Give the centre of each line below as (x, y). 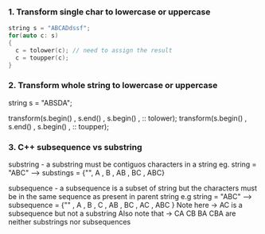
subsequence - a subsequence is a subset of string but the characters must (132, 188)
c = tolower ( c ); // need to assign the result (94, 50)
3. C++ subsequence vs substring (75, 147)
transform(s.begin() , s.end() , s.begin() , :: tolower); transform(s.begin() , (128, 118)
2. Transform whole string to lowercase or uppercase (113, 86)
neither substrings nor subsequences (70, 222)
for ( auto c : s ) (33, 36)
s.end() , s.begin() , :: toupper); (59, 126)
